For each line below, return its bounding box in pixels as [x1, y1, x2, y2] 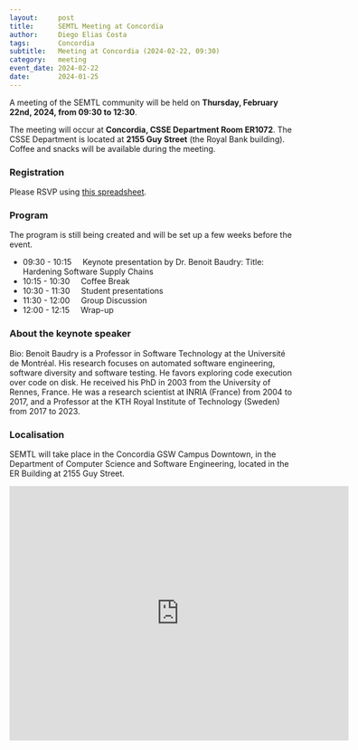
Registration [9, 166, 65, 178]
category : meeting [9, 55, 88, 64]
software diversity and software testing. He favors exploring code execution [9, 367, 292, 378]
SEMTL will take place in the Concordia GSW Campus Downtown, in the [9, 449, 277, 460]
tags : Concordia [9, 38, 95, 48]
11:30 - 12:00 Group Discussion [22, 295, 147, 306]
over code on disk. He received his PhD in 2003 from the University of [9, 376, 271, 387]
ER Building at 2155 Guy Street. [9, 468, 125, 479]
